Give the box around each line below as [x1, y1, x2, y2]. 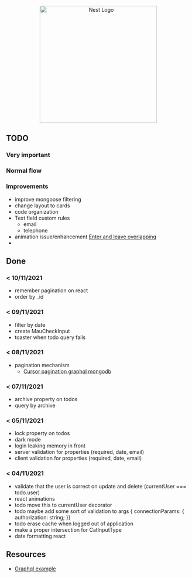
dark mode [14, 436, 41, 443]
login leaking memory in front [14, 442, 86, 449]
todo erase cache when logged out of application [14, 520, 133, 527]
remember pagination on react [14, 287, 88, 294]
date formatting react [14, 532, 66, 539]
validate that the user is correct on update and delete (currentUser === [14, 483, 187, 490]
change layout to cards [14, 202, 70, 209]
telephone [23, 227, 48, 234]
